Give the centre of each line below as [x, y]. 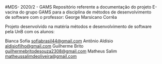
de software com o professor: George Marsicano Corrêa [61, 17]
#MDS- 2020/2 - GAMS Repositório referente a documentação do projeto [78, 7]
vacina [12, 12]
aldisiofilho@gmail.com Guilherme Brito [44, 46]
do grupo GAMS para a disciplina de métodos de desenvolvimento [85, 12]
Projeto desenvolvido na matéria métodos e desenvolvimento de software [78, 26]
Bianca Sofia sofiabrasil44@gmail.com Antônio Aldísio [59, 41]
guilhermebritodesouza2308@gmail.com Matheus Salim [61, 51]
